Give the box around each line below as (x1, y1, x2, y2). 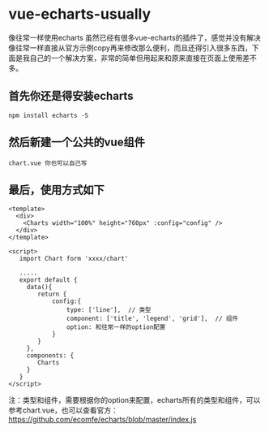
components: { (26, 352, 75, 360)
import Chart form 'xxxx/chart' (19, 255, 129, 263)
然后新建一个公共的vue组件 (8, 136, 146, 149)
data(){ (26, 283, 53, 292)
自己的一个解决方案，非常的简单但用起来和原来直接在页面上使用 (29, 53, 243, 63)
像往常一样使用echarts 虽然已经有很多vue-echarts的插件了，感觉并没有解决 (8, 32, 261, 42)
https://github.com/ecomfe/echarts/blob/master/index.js (8, 415, 197, 425)
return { (37, 290, 67, 299)
